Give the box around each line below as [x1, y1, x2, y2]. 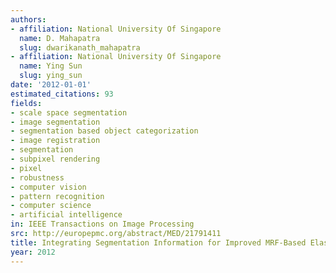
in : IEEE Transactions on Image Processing [10, 219, 195, 230]
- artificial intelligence [10, 210, 123, 220]
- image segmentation [10, 117, 101, 127]
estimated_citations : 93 [10, 89, 114, 99]
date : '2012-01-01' [10, 80, 92, 90]
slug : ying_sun [19, 71, 83, 81]
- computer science [10, 201, 92, 211]
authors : [10, 14, 47, 25]
